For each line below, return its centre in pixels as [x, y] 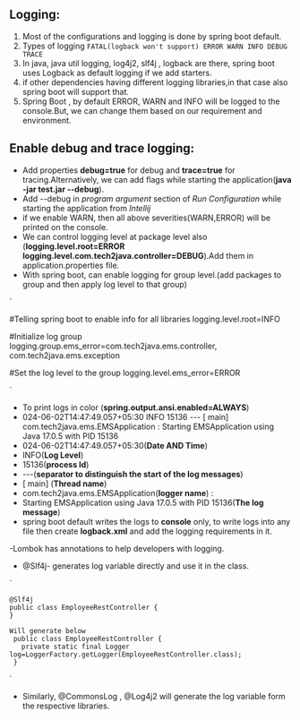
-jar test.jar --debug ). [63, 189]
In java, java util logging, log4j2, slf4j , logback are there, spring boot [148, 63]
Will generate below [48, 630]
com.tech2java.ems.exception [65, 355]
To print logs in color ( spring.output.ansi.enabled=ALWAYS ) [136, 407]
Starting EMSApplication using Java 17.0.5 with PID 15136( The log [143, 502]
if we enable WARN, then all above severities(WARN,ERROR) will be [146, 218]
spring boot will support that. [76, 91]
